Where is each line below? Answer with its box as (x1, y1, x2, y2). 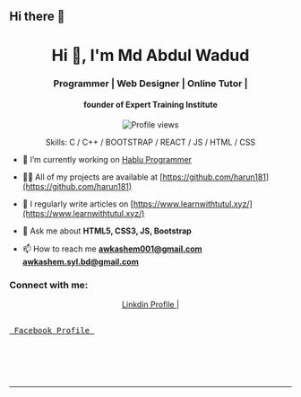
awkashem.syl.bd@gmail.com (21, 256, 139, 267)
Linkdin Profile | (121, 299, 180, 310)
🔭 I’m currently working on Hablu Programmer (21, 154, 193, 164)
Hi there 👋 (9, 9, 65, 24)
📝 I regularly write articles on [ (21, 198, 134, 209)
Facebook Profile (13, 325, 90, 335)
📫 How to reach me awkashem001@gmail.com (21, 243, 203, 254)
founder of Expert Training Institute (83, 100, 218, 110)
